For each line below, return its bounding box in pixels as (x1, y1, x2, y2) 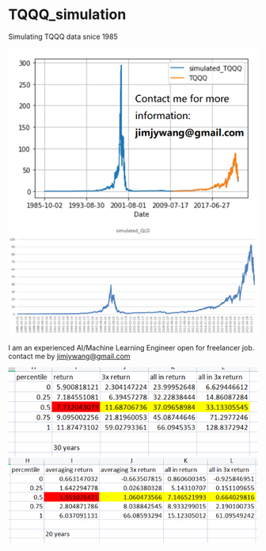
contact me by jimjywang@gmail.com (8, 351, 131, 361)
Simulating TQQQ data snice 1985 (8, 32, 118, 41)
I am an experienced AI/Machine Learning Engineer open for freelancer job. (8, 342, 255, 352)
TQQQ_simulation (8, 6, 127, 24)
